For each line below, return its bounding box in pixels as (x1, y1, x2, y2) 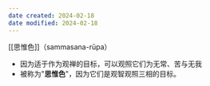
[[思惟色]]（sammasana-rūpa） (8, 41, 112, 52)
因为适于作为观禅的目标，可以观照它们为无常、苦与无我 (19, 59, 202, 68)
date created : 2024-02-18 (8, 11, 94, 20)
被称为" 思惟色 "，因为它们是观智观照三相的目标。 (19, 68, 181, 78)
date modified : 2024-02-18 (8, 19, 98, 27)
